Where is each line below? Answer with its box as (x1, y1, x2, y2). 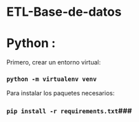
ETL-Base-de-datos (6, 4, 122, 20)
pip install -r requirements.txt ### (6, 106, 132, 116)
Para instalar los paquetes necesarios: (6, 89, 115, 97)
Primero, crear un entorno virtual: (6, 58, 101, 66)
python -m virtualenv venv (6, 75, 97, 83)
